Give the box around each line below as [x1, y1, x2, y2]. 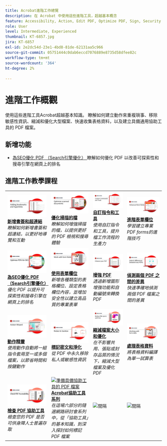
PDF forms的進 [126, 229, 158, 235]
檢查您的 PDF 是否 [7, 414, 45, 420]
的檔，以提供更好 [51, 227, 86, 233]
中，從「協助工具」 [51, 415, 88, 421]
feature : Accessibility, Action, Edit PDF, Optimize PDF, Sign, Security [5, 18, 162, 23]
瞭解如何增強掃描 [51, 221, 86, 227]
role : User [5, 24, 28, 29]
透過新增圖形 [92, 278, 119, 284]
